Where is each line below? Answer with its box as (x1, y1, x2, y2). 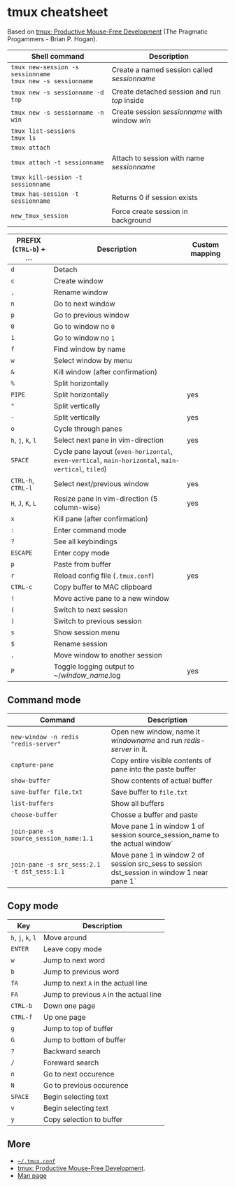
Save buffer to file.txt (111, 787, 188, 797)
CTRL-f (10, 1013, 33, 1021)
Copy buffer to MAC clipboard (53, 582, 152, 592)
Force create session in (111, 206, 188, 216)
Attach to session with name (111, 153, 205, 163)
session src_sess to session (111, 858, 203, 868)
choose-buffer (10, 811, 58, 818)
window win (111, 115, 152, 125)
